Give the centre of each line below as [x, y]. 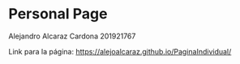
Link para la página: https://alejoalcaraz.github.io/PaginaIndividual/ [120, 51]
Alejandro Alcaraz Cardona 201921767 [72, 36]
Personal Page [58, 14]
